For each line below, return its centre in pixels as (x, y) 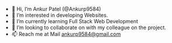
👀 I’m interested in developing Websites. (60, 15)
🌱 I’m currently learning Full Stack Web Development (75, 21)
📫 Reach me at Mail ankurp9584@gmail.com (66, 34)
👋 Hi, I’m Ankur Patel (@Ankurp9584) (56, 9)
